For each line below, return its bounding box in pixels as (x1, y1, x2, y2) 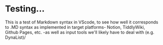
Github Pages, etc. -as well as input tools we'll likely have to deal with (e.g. (5, 29, 155, 35)
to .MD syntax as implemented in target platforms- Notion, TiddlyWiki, (5, 24, 145, 30)
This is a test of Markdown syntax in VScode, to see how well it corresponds (5, 19, 159, 25)
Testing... (5, 3, 45, 14)
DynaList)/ (5, 34, 26, 40)
